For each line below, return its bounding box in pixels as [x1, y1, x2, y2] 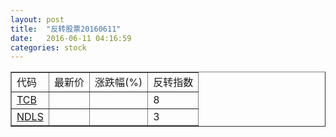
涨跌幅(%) [94, 76, 143, 90]
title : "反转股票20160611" [10, 24, 122, 34]
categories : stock [10, 42, 87, 53]
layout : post [10, 14, 65, 25]
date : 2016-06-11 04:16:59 [10, 33, 132, 43]
